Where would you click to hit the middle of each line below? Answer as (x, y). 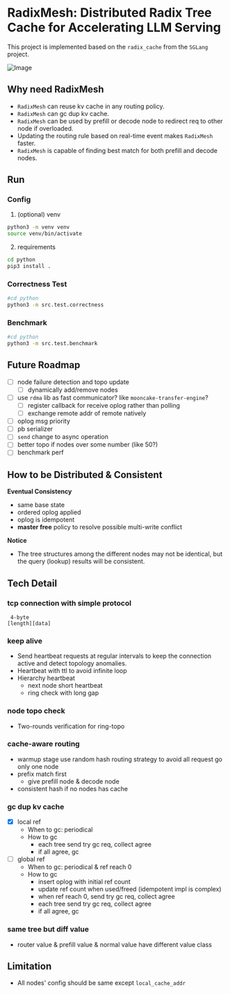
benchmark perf (40, 452)
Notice (17, 540)
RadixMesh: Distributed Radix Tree (109, 13)
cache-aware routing (43, 744)
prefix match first (42, 774)
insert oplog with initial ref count (84, 882)
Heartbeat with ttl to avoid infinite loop (72, 671)
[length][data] (29, 623)
